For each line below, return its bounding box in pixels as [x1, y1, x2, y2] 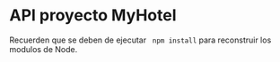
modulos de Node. [9, 43, 78, 54]
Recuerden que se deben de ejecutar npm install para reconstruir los [9, 35, 272, 45]
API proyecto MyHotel [9, 5, 177, 26]
